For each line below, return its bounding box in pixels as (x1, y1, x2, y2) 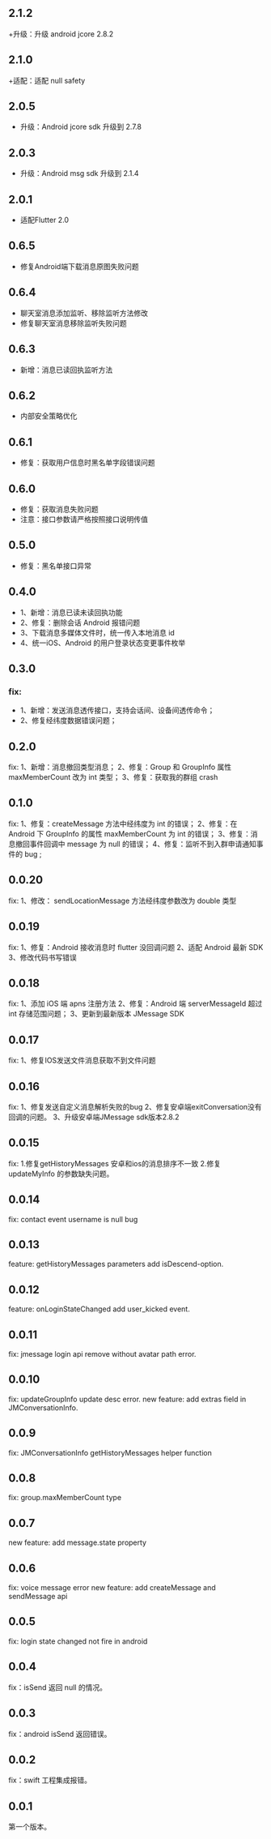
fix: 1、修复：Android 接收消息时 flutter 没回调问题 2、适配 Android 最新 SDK (8, 942, 264, 952)
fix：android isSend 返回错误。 (8, 1729, 112, 1738)
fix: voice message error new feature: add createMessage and (8, 1583, 216, 1593)
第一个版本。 (8, 1822, 51, 1832)
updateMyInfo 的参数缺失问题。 (8, 1169, 114, 1178)
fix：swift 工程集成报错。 (8, 1775, 91, 1786)
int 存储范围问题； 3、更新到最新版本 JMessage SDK (8, 1009, 184, 1019)
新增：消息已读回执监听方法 (19, 365, 113, 374)
